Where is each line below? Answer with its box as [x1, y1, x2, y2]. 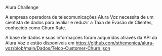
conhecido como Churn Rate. [5, 25, 67, 31]
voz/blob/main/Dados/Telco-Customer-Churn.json [5, 45, 110, 51]
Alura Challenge [5, 5, 39, 10]
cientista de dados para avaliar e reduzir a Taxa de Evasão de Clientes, [5, 20, 153, 25]
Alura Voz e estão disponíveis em [5, 40, 75, 46]
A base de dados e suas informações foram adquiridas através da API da [5, 35, 157, 40]
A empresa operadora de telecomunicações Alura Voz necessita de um [5, 14, 154, 20]
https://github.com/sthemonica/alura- [75, 40, 154, 46]
